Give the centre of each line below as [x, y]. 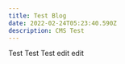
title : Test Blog [37, 16]
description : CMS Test [46, 30]
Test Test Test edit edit [46, 54]
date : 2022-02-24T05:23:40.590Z [62, 23]
